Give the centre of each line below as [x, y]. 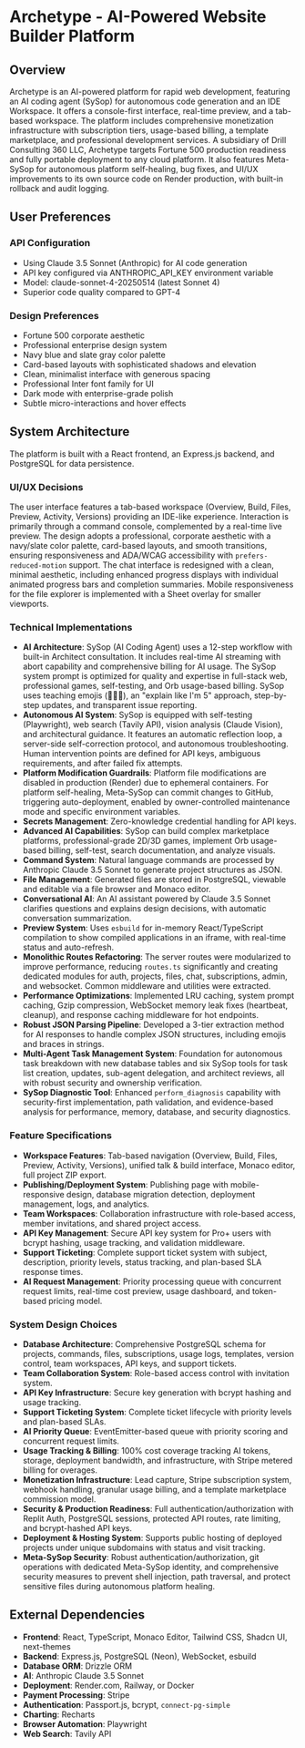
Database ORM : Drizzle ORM [77, 1666]
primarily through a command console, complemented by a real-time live [146, 527]
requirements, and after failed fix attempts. [103, 764]
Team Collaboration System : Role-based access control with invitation [156, 1373]
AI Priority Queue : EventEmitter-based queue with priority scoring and [155, 1431]
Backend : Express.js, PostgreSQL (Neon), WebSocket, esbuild [139, 1656]
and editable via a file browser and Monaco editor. [117, 889]
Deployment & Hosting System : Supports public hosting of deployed [152, 1537]
